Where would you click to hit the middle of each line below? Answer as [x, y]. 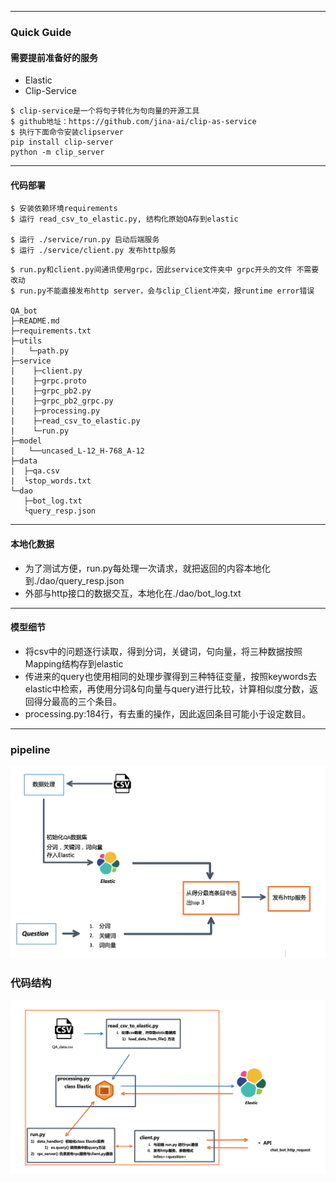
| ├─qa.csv [35, 471]
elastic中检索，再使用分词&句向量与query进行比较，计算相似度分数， [167, 688]
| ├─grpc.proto [48, 381]
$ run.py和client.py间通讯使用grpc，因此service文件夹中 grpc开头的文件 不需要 [165, 270]
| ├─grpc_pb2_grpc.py [62, 401]
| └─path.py [40, 351]
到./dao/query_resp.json [74, 580]
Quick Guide [41, 32]
